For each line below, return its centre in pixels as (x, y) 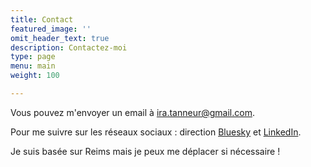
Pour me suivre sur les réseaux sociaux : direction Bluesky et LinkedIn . (156, 132)
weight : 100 (35, 76)
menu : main (33, 66)
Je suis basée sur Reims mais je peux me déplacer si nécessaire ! (145, 151)
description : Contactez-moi (69, 47)
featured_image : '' (51, 29)
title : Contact (42, 19)
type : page (33, 57)
